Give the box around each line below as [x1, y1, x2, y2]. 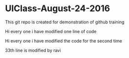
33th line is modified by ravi [5, 47, 61, 53]
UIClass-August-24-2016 [5, 3, 110, 14]
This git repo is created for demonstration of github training [5, 19, 125, 25]
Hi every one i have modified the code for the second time [5, 38, 122, 44]
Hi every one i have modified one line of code [5, 28, 97, 34]
